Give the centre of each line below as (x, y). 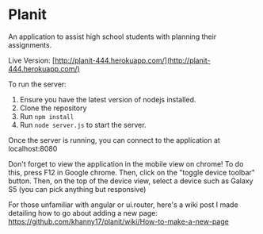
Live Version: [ (32, 60)
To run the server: (38, 84)
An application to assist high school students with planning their (112, 36)
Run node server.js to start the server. (83, 125)
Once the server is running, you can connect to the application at (114, 140)
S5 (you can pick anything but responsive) (77, 189)
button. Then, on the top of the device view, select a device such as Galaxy (131, 181)
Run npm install (47, 116)
